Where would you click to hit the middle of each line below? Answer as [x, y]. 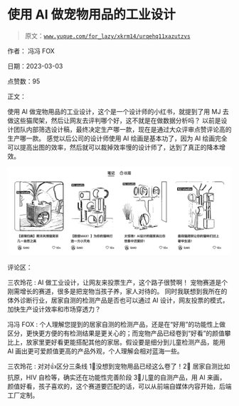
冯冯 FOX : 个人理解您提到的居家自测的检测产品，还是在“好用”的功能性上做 [117, 324]
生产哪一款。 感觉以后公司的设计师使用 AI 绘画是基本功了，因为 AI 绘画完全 [117, 138]
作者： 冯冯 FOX [31, 51]
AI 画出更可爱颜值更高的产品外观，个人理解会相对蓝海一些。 [95, 351]
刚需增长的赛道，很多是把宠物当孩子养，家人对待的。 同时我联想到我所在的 [117, 291]
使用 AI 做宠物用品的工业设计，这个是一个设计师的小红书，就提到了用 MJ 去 [118, 111]
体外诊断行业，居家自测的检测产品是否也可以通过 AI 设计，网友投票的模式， [118, 300]
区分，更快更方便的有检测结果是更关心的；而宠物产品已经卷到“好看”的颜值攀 [119, 333]
